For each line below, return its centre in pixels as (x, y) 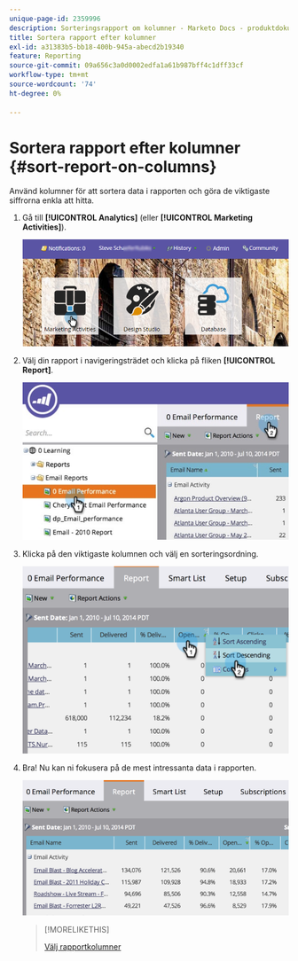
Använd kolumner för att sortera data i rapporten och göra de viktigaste (140, 191)
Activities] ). (44, 227)
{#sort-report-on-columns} (113, 166)
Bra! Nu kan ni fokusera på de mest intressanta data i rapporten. (139, 768)
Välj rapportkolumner (82, 946)
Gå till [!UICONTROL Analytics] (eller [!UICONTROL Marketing (137, 218)
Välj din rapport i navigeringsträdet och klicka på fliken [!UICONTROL (149, 360)
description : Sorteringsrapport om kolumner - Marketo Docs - (126, 28)
